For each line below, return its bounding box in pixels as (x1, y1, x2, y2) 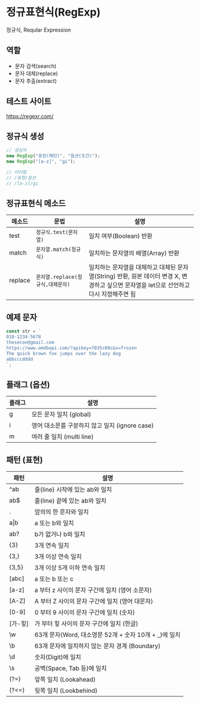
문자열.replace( (36, 273, 78, 281)
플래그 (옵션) (6, 380, 51, 390)
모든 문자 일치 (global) (32, 410, 91, 419)
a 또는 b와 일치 (35, 519, 74, 527)
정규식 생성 (6, 131, 45, 141)
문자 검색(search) (14, 62, 57, 69)
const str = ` (6, 328, 42, 334)
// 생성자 (6, 147, 27, 154)
